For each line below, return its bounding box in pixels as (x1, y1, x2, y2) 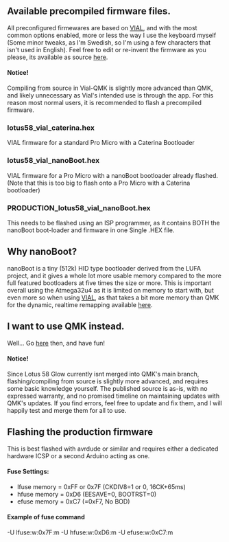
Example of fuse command (7, 513, 86, 521)
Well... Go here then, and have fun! (7, 339, 105, 347)
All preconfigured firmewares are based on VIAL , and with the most (7, 23, 197, 32)
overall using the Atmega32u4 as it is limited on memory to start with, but (7, 286, 214, 294)
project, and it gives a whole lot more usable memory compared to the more (7, 271, 221, 280)
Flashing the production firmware (7, 426, 154, 438)
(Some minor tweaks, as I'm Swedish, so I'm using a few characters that (7, 38, 211, 47)
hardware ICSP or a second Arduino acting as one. (7, 451, 150, 460)
